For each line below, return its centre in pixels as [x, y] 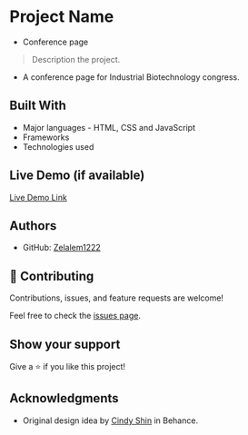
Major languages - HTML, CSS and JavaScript [109, 127]
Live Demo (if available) [77, 176]
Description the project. [76, 59]
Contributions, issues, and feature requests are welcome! [117, 298]
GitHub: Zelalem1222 [62, 248]
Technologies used [58, 146]
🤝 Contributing [52, 276]
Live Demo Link [39, 197]
